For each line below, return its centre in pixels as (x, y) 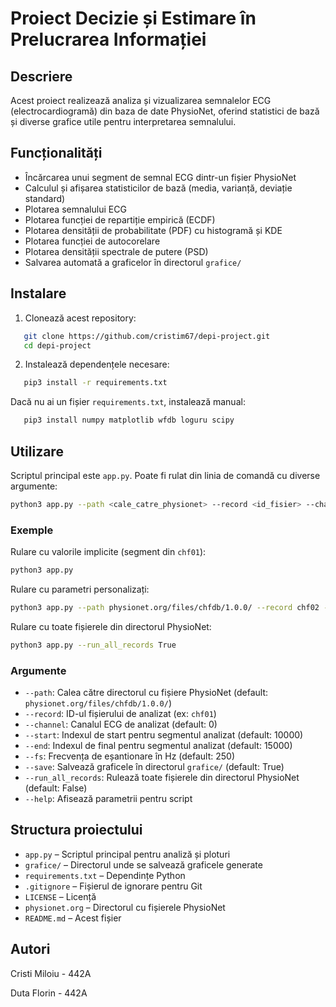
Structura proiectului (76, 830)
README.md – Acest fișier (73, 918)
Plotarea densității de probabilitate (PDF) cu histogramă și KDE (153, 230)
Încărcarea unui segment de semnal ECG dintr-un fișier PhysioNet (160, 177)
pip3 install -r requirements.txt (95, 383)
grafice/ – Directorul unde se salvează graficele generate (143, 864)
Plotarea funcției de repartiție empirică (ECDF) (120, 219)
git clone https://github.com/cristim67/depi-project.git (147, 336)
